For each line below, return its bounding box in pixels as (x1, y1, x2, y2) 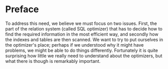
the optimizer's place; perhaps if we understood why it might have (5, 42, 144, 48)
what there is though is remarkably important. (5, 58, 100, 64)
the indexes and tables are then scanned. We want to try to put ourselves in (5, 37, 163, 43)
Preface (5, 4, 39, 15)
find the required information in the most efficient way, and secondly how (5, 31, 159, 37)
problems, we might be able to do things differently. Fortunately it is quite (5, 47, 158, 53)
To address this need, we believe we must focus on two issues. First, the (5, 20, 157, 26)
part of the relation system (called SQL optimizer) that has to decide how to (5, 25, 162, 31)
